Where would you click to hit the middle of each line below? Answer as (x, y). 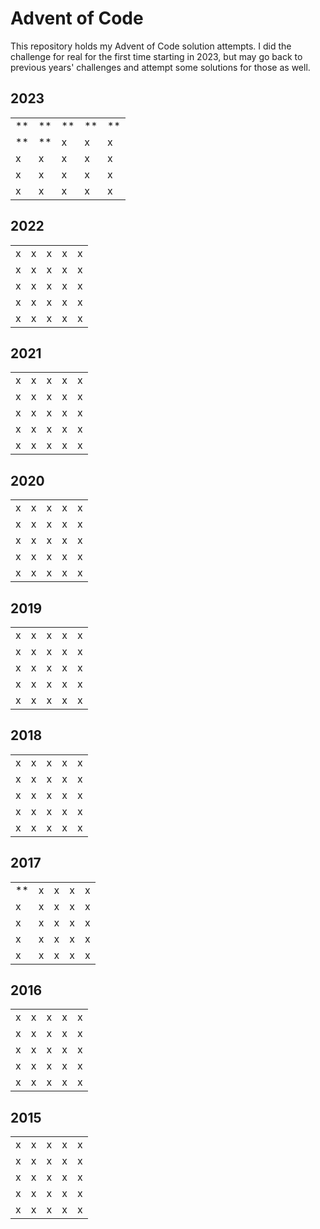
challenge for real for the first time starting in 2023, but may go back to (156, 56)
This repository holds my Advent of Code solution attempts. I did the (151, 46)
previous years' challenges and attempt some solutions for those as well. (160, 67)
